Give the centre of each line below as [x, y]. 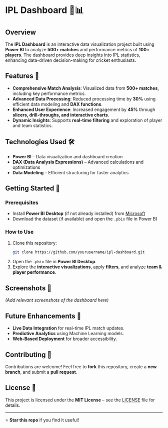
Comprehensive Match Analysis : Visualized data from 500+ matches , [85, 88]
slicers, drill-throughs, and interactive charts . [61, 115]
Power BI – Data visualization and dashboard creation [67, 156]
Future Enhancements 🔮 [43, 316]
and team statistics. [32, 125]
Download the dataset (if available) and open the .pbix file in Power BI [85, 219]
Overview [21, 32]
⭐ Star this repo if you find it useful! [42, 420]
